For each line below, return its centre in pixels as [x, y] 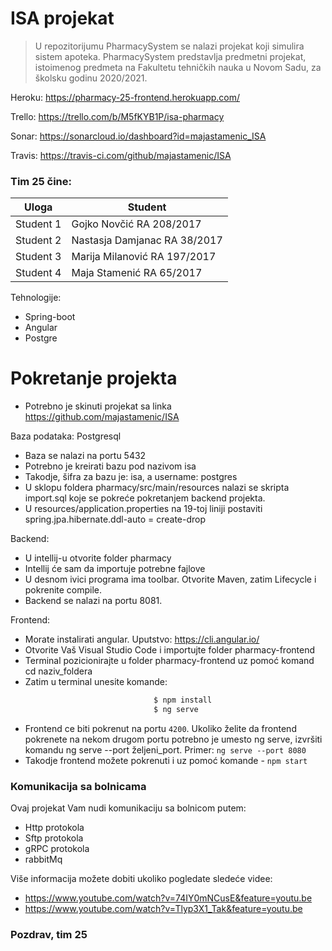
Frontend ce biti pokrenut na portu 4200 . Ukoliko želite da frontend [160, 728]
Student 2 [38, 240]
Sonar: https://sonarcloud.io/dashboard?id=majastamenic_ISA [138, 136]
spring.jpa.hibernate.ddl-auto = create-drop [115, 519]
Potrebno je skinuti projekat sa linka [98, 406]
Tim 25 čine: [41, 181]
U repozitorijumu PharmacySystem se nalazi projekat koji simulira [169, 46]
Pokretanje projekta [94, 378]
